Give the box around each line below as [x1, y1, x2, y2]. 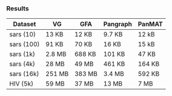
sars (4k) [9, 60, 35, 68]
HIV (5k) [9, 80, 34, 88]
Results [6, 4, 29, 13]
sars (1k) [9, 50, 35, 58]
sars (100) [9, 40, 40, 49]
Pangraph [103, 20, 132, 29]
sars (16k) [9, 70, 39, 78]
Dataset [13, 20, 36, 29]
